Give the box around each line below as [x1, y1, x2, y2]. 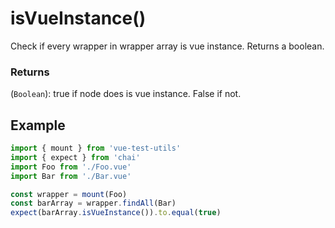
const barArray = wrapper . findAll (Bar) [10, 198, 177, 209]
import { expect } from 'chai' [10, 152, 141, 162]
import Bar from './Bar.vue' [10, 171, 132, 181]
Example [10, 117, 66, 134]
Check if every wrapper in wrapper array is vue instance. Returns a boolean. [10, 40, 325, 52]
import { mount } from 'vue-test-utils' [10, 143, 182, 154]
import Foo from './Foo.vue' [10, 162, 132, 172]
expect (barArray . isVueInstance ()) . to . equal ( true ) [10, 208, 222, 218]
